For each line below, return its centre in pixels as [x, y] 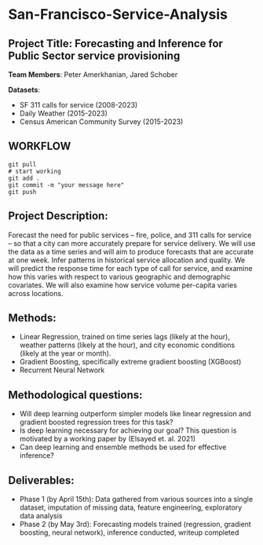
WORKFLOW [40, 146]
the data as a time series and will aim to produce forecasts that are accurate [131, 251]
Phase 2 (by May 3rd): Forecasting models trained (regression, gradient [135, 525]
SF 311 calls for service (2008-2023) [79, 105]
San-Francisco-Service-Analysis [118, 15]
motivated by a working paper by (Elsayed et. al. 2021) [108, 439]
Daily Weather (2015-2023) [63, 113]
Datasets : [24, 90]
